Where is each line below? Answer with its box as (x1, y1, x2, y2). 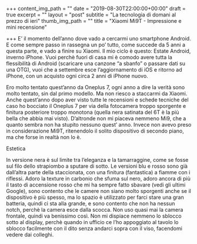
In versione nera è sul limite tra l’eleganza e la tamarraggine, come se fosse (6, 157, 189, 163)
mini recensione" (6, 23, 47, 30)
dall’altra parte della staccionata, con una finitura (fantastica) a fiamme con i (6, 169, 191, 175)
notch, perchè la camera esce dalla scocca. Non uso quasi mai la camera (6, 206, 183, 213)
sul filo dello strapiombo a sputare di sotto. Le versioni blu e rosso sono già (6, 162, 188, 170)
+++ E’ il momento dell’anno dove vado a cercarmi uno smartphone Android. (6, 35, 191, 42)
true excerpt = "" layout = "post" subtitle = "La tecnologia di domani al (6, 11, 176, 18)
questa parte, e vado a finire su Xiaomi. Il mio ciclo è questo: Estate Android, (6, 48, 191, 55)
